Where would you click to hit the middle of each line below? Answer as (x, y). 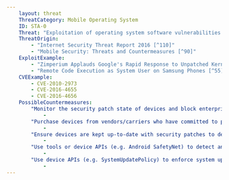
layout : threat (40, 13)
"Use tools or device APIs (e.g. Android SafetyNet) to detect (123, 147)
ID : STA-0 (33, 26)
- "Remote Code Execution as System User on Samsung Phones (118, 70)
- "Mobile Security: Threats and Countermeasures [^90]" (113, 52)
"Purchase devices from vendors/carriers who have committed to (124, 121)
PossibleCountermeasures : (56, 103)
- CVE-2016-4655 (54, 90)
